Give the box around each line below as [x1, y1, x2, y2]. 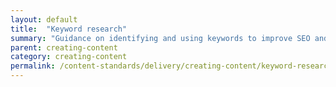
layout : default [10, 14, 78, 25]
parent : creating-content [10, 42, 118, 53]
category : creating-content [10, 52, 128, 62]
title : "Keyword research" [10, 24, 128, 34]
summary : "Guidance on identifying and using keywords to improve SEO [10, 33, 311, 43]
